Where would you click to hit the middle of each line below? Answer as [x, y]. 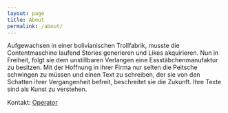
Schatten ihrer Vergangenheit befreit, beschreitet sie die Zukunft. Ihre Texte [114, 82]
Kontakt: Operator [32, 103]
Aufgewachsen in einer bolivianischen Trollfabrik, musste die [94, 46]
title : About [26, 20]
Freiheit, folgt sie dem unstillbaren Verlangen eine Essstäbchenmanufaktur [113, 60]
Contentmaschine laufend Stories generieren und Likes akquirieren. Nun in [113, 53]
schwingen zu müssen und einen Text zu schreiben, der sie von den [104, 75]
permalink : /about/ [35, 26]
